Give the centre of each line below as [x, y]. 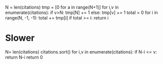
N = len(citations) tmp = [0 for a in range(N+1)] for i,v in [62, 7]
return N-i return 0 [24, 57]
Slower [20, 38]
